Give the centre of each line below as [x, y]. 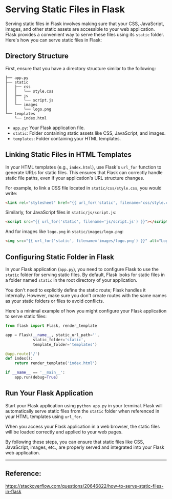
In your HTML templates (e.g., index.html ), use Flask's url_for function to [83, 167]
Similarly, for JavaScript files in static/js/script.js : [61, 212]
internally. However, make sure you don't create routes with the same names [86, 295]
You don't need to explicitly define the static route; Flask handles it [76, 290]
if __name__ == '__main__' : [35, 372]
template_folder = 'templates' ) [65, 344]
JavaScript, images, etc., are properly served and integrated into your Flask [85, 447]
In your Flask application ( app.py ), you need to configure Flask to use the [82, 269]
